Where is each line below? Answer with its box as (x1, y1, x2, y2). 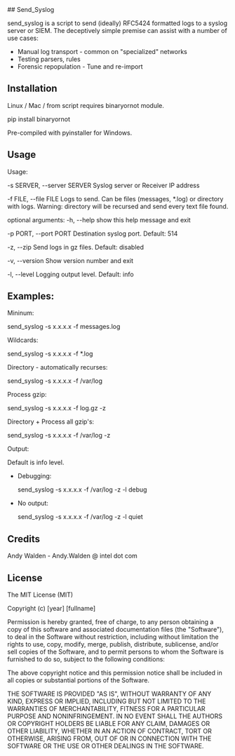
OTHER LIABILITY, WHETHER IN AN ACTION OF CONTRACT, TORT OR (7, 727, 212, 736)
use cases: (7, 34, 39, 42)
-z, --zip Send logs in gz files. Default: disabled (7, 243, 145, 251)
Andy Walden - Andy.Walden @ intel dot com (7, 552, 138, 560)
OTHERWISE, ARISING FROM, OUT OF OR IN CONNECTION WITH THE (7, 734, 212, 743)
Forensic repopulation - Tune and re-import (17, 62, 143, 71)
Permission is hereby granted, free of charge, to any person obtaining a (7, 618, 214, 626)
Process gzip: (7, 391, 47, 399)
